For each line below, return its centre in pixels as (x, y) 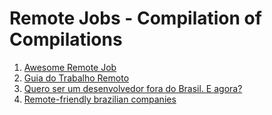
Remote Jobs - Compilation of (135, 18)
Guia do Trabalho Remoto (76, 78)
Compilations (66, 39)
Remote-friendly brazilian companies (100, 99)
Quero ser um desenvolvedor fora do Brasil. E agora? (133, 88)
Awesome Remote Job (70, 67)
